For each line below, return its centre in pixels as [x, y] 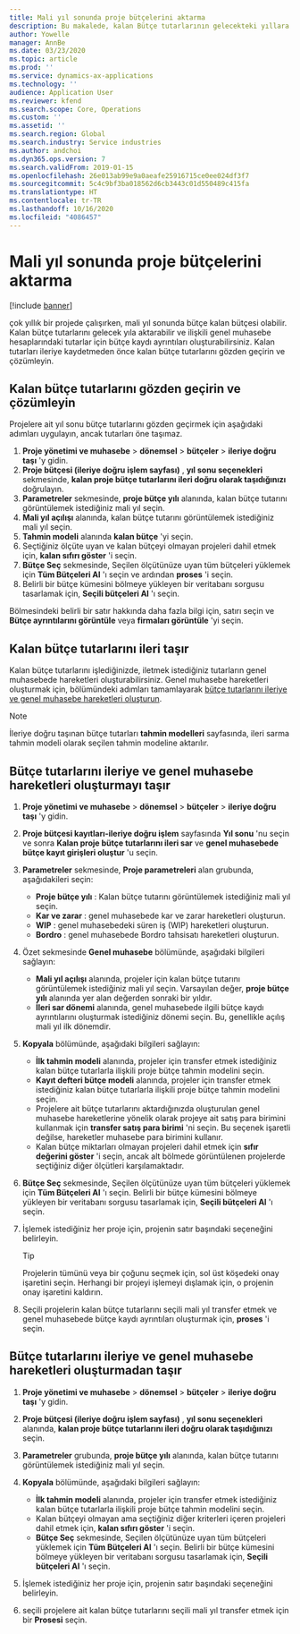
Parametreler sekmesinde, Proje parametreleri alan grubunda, [138, 870]
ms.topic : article [43, 59]
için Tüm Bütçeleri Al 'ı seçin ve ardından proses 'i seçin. [128, 574]
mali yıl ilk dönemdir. [73, 1026]
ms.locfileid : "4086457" [55, 217]
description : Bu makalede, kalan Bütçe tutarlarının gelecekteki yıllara [150, 26]
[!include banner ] [41, 305]
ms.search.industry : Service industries [86, 142]
